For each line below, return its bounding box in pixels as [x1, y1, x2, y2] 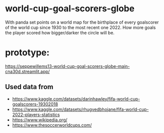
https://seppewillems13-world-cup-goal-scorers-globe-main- [5, 63, 130, 69]
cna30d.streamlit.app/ [5, 68, 50, 74]
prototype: [5, 47, 50, 58]
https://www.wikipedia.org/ [12, 117, 68, 123]
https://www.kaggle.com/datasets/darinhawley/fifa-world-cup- [12, 96, 140, 101]
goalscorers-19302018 [12, 101, 58, 107]
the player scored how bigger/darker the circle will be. [5, 30, 114, 35]
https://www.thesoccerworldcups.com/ [12, 122, 92, 128]
